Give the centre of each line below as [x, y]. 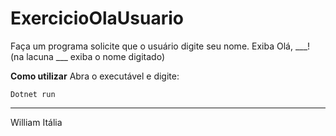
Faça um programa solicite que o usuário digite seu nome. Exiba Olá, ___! [160, 46]
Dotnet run [33, 94]
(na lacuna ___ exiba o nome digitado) [87, 56]
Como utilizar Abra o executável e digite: [95, 76]
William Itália [36, 122]
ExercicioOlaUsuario [97, 18]
